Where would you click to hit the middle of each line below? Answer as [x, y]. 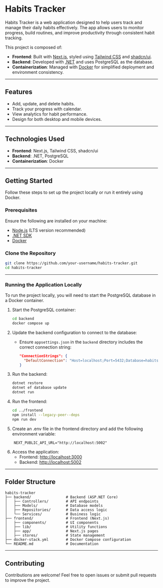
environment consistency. [38, 72]
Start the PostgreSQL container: [44, 310]
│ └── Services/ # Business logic [53, 514]
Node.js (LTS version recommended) [49, 230]
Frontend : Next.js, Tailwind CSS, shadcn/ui [55, 151]
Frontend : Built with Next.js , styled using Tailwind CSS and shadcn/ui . [82, 56]
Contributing [25, 563]
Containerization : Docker [38, 161]
